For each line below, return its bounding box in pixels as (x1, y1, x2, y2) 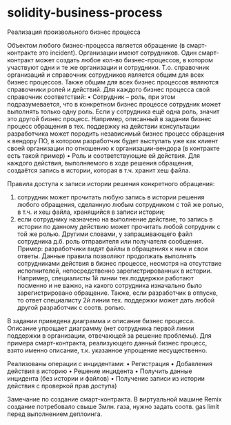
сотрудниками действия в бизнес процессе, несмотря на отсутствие (17, 259, 222, 267)
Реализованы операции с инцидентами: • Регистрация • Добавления (7, 359, 212, 368)
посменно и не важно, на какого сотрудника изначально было (17, 281, 202, 289)
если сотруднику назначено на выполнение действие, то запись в (17, 215, 213, 223)
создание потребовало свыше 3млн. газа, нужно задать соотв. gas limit (7, 402, 219, 410)
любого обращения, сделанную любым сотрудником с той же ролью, (17, 200, 224, 208)
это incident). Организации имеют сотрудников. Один (39, 48, 197, 57)
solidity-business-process (7, 5, 163, 21)
